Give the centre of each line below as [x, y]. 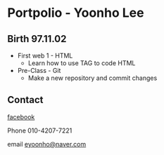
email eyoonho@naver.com [47, 144]
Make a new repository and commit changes [93, 78]
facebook [21, 116]
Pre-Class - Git [39, 70]
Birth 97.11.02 [37, 39]
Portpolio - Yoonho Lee [76, 13]
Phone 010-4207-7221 [40, 130]
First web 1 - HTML [45, 55]
